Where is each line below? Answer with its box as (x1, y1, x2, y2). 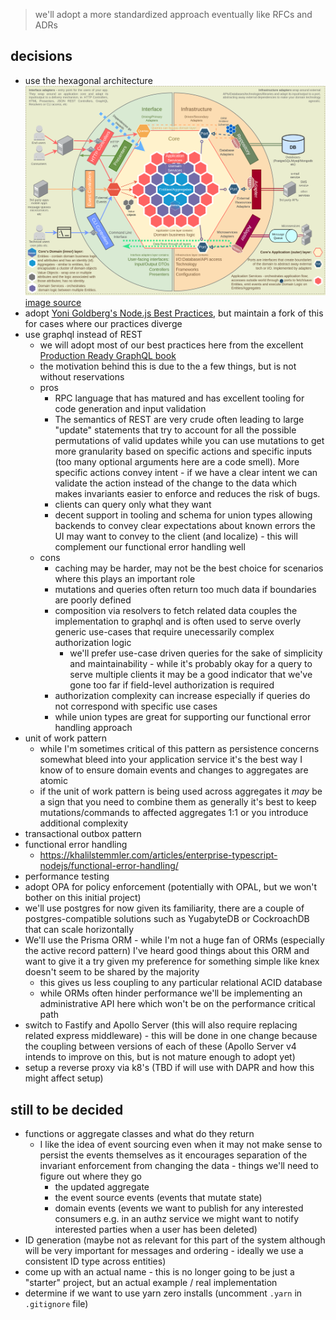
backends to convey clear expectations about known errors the (54, 520, 316, 532)
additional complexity (39, 817, 129, 829)
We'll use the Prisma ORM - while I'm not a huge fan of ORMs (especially (24, 934, 325, 946)
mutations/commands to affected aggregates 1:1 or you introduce (39, 807, 309, 819)
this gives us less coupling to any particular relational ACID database (39, 977, 323, 989)
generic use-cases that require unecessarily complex (54, 626, 275, 638)
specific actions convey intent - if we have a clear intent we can (54, 467, 318, 479)
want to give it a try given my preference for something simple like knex (24, 955, 320, 968)
